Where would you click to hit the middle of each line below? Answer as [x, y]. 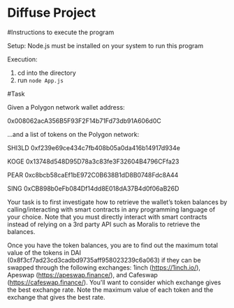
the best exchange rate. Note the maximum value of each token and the [110, 289]
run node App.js [41, 80]
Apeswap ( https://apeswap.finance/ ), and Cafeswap [83, 274]
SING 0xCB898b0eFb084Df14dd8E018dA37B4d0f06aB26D [93, 188]
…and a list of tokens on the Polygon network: [73, 134]
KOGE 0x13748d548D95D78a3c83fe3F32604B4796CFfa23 [93, 161]
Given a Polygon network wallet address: [66, 107]
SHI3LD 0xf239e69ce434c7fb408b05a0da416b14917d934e [94, 147]
